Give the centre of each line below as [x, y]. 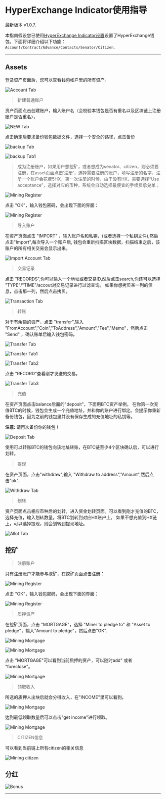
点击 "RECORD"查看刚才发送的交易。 [43, 373]
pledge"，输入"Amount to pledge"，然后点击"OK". [56, 630]
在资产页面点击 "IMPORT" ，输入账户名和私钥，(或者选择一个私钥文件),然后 [82, 236]
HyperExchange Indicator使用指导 [76, 10]
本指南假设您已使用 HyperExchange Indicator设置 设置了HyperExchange [78, 35]
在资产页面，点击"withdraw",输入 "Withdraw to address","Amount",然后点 [80, 474]
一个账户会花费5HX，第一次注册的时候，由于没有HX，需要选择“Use [90, 179]
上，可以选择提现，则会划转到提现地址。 [46, 523]
